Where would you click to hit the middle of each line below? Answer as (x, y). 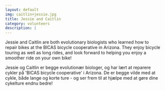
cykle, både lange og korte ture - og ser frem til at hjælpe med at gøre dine (82, 78)
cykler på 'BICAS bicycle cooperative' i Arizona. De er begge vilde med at (80, 73)
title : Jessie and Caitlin (33, 19)
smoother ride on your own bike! (39, 58)
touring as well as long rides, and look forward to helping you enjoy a (76, 53)
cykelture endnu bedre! (29, 83)
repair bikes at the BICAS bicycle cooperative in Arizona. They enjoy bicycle (83, 47)
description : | (21, 28)
